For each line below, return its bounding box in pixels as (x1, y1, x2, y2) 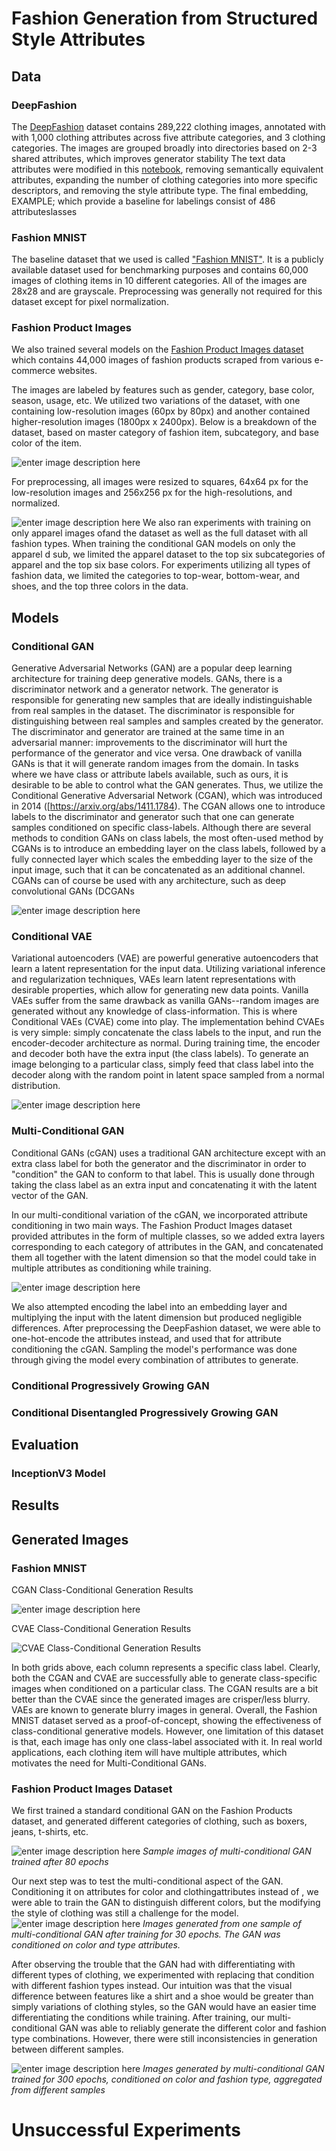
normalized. (11, 497, 61, 509)
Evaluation (11, 1436, 79, 1453)
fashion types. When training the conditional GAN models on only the (11, 538, 296, 550)
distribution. (11, 1080, 61, 1092)
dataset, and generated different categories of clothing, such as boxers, (11, 1815, 308, 1827)
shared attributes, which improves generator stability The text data (11, 152, 286, 164)
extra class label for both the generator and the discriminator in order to (11, 1157, 307, 1169)
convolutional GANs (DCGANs (11, 885, 135, 897)
